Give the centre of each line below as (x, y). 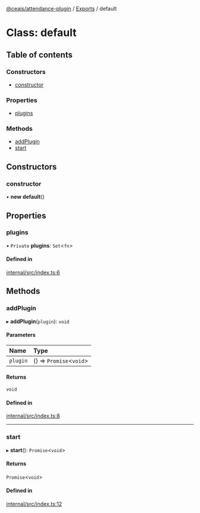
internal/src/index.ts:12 (34, 504)
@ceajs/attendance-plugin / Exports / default (62, 9)
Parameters (21, 335)
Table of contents (39, 55)
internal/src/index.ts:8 (33, 416)
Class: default (41, 33)
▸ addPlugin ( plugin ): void (38, 321)
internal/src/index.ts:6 (33, 273)
